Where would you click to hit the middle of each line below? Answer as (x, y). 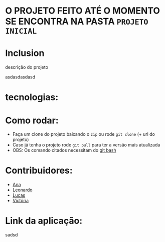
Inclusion (25, 53)
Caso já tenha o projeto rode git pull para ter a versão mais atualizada (86, 145)
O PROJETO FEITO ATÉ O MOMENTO (83, 11)
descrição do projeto (27, 67)
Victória (21, 201)
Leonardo (22, 190)
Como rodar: (32, 120)
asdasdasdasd (20, 77)
